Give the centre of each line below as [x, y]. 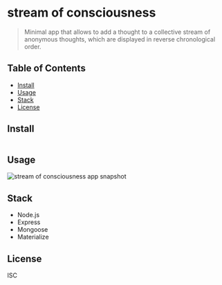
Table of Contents [47, 68]
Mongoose [33, 230]
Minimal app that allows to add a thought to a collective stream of [117, 32]
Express [29, 222]
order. [33, 46]
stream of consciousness [82, 13]
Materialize [33, 237]
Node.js [28, 215]
